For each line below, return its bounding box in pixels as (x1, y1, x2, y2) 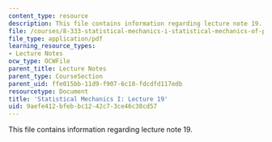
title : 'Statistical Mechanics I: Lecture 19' (8, 95, 168, 103)
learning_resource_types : (8, 42, 96, 50)
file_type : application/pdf (8, 34, 104, 43)
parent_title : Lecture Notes (8, 65, 107, 73)
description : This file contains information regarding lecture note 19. (8, 19, 263, 28)
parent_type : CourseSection (8, 72, 104, 80)
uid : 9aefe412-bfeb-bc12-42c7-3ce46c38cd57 (8, 102, 158, 110)
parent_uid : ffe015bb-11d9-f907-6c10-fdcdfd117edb (8, 80, 183, 88)
